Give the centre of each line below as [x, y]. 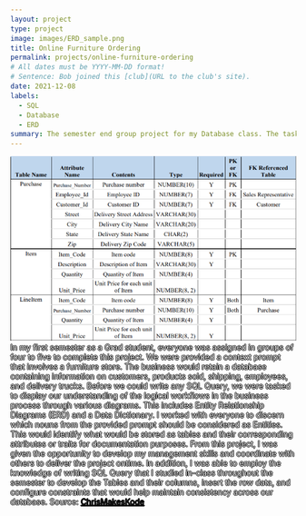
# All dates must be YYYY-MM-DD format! [88, 67]
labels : [25, 95]
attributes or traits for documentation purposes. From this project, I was [144, 443]
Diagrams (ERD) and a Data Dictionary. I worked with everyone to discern [147, 414]
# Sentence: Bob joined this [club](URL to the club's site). [130, 77]
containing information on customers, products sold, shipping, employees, [149, 376]
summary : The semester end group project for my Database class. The [145, 134]
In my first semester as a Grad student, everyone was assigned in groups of [152, 347]
